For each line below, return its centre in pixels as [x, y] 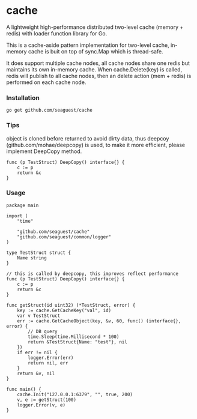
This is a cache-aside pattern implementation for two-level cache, [88, 45]
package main [23, 205]
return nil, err [48, 363]
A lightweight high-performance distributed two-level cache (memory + [95, 27]
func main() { [24, 389]
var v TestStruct [39, 316]
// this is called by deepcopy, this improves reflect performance [92, 274]
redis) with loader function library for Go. [57, 33]
